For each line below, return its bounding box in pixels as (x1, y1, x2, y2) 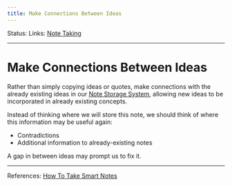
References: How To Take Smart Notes (7, 172, 117, 180)
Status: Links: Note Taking (7, 29, 81, 37)
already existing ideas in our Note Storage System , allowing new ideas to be (7, 90, 224, 98)
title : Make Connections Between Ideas (7, 10, 122, 17)
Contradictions (17, 131, 60, 139)
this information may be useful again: (7, 118, 113, 126)
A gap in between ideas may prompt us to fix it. (7, 152, 142, 160)
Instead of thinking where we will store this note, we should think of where (7, 110, 219, 118)
